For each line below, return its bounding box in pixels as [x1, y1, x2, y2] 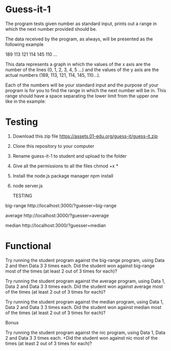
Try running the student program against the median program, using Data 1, [5, 298, 164, 305]
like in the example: [5, 98, 46, 104]
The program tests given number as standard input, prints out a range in [5, 20, 157, 27]
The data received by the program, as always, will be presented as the [5, 36, 153, 42]
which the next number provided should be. [5, 26, 97, 32]
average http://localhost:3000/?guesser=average [5, 212, 109, 218]
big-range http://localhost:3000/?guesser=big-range [5, 202, 117, 208]
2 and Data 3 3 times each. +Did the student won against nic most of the [5, 335, 158, 341]
